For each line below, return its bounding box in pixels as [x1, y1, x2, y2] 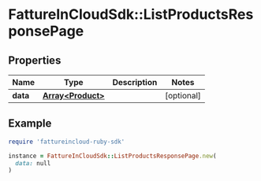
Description [112, 77, 158, 87]
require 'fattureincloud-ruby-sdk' [8, 138, 125, 146]
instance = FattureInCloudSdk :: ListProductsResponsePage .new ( [8, 152, 217, 160]
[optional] [164, 90, 201, 101]
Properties [8, 54, 62, 67]
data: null [15, 159, 51, 167]
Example [8, 116, 52, 131]
